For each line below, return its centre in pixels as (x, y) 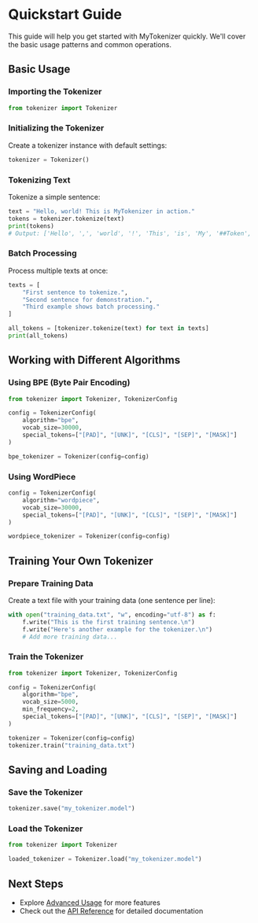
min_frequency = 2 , (51, 709)
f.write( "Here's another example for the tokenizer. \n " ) (118, 629)
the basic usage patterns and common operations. (90, 44)
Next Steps (36, 883)
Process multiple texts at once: (58, 270)
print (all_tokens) (38, 336)
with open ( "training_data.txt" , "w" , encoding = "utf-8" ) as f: (112, 615)
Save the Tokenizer (46, 792)
